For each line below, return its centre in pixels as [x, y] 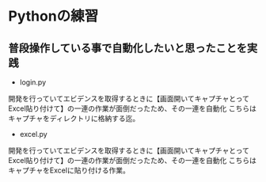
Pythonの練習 [53, 16]
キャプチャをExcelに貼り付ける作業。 [69, 170]
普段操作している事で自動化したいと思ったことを [128, 48]
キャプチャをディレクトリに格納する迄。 [74, 118]
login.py [33, 82]
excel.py [33, 134]
